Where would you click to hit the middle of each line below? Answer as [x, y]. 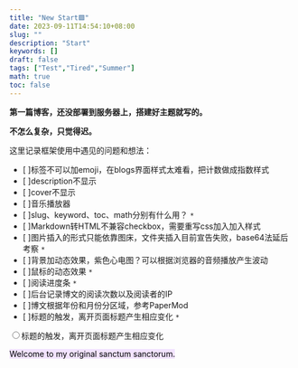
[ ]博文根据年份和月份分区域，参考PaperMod [105, 305]
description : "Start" [50, 43]
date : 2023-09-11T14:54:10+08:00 [72, 26]
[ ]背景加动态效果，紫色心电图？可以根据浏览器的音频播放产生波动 [145, 259]
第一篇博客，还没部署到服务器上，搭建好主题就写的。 [108, 112]
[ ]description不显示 [60, 181]
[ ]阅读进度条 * [50, 282]
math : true [30, 77]
